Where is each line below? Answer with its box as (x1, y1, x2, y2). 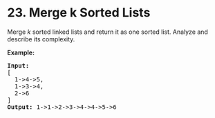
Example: (7, 48, 35, 57)
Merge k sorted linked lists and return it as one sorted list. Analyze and (7, 28, 209, 36)
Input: (7, 61, 30, 70)
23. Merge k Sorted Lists (7, 5, 151, 21)
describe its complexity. (7, 35, 75, 43)
